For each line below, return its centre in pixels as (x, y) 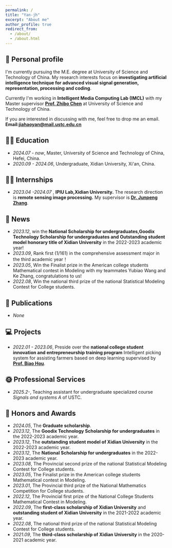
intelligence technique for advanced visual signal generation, (72, 83)
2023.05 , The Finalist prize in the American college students (77, 475)
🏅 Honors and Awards (41, 413)
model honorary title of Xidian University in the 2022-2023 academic (87, 242)
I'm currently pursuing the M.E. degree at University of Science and (77, 72)
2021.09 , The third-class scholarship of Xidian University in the (81, 535)
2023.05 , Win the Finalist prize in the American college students (81, 265)
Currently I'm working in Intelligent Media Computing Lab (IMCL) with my (84, 98)
